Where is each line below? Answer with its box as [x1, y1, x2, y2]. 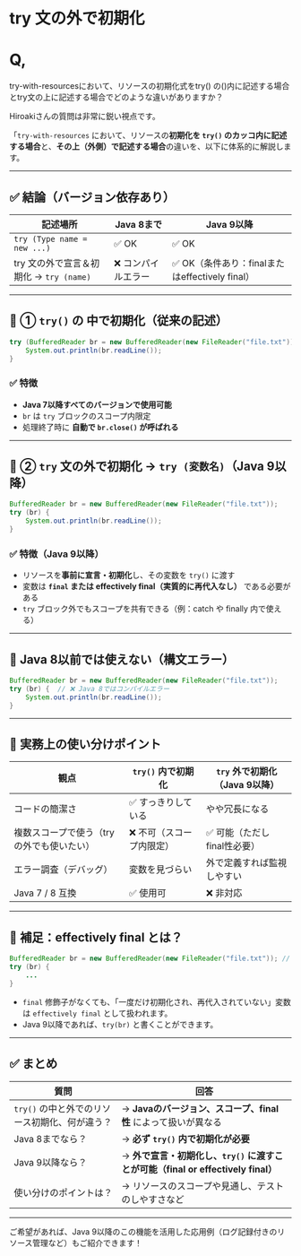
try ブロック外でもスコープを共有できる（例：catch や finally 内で [21, 603, 267, 614]
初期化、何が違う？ [30, 1115, 113, 1128]
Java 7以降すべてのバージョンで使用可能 [21, 399, 172, 410]
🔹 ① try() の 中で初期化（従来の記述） [9, 313, 228, 328]
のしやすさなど [121, 1193, 185, 1206]
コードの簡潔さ [13, 803, 78, 816]
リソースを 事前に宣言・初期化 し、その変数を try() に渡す [21, 570, 236, 581]
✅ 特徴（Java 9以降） [9, 548, 105, 560]
